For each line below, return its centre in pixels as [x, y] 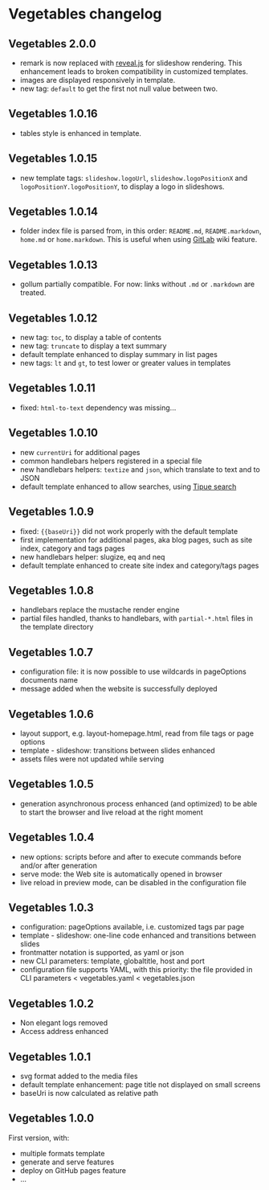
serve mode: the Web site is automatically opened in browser [121, 874]
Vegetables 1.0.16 [53, 114]
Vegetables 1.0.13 [53, 265]
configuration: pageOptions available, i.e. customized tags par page [132, 927]
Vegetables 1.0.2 [51, 1003]
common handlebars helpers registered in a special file [111, 461]
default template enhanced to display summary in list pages [119, 355]
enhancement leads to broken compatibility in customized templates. [134, 72]
